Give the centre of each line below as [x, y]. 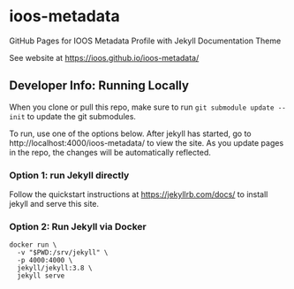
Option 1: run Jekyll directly [69, 175]
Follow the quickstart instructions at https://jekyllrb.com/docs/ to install [139, 194]
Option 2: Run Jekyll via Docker [78, 226]
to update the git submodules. [82, 116]
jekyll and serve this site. [54, 204]
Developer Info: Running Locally [99, 86]
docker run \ [33, 245]
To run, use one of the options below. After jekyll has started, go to [130, 133]
